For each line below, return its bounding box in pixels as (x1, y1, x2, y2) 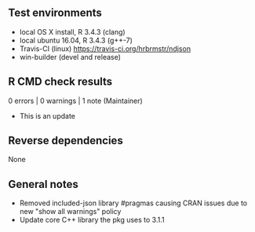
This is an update (19, 111, 76, 120)
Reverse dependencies (8, 134, 123, 148)
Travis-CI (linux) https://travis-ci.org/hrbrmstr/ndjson (19, 43, 191, 53)
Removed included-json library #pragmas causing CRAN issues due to (19, 198, 248, 208)
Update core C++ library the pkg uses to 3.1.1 (19, 215, 165, 225)
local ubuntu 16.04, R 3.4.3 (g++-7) (19, 35, 133, 45)
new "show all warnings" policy (19, 207, 122, 216)
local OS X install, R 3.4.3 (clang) (19, 27, 126, 36)
